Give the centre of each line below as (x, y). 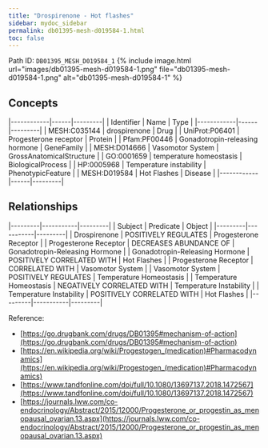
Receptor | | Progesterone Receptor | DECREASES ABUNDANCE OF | (122, 243)
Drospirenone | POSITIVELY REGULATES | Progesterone (166, 234)
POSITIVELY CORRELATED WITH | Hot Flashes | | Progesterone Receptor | (131, 260)
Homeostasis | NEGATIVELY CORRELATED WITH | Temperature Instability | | (134, 286)
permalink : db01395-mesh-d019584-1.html (77, 30)
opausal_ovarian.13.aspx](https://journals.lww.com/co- (110, 418)
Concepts (33, 103)
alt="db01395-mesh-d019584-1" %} (122, 78)
